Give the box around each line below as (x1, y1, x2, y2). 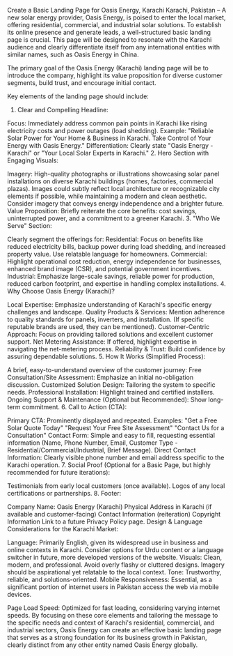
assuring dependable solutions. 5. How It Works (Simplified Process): (7, 352, 206, 360)
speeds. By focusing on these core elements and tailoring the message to (7, 611, 218, 619)
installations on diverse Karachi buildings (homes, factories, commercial (7, 177, 214, 185)
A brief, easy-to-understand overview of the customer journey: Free (7, 366, 202, 374)
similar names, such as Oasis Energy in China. (7, 50, 139, 59)
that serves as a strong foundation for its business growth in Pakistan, (7, 634, 207, 641)
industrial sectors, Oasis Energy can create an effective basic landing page (7, 626, 222, 634)
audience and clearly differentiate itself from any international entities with (7, 43, 220, 51)
